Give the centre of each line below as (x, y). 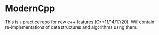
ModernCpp (30, 9)
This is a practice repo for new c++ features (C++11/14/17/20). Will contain (80, 22)
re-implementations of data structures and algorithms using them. (71, 27)
